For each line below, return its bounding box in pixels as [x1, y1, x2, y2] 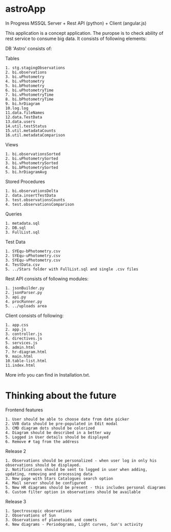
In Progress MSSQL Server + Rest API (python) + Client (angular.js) [5, 20, 147, 26]
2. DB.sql [5, 225, 27, 230]
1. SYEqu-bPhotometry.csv [5, 248, 60, 254]
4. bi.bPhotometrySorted [5, 165, 58, 170]
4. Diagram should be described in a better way [5, 430, 111, 435]
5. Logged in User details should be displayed [5, 435, 109, 440]
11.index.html [5, 363, 36, 368]
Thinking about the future [5, 390, 117, 402]
